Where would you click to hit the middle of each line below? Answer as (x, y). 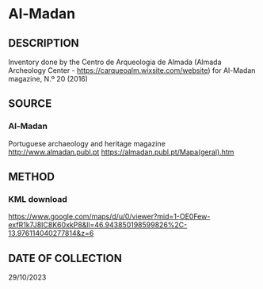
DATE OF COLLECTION (65, 258)
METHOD (32, 177)
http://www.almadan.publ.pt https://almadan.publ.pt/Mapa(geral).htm (121, 152)
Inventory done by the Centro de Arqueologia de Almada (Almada (115, 62)
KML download (38, 199)
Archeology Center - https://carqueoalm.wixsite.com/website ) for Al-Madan (132, 70)
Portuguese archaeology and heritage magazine (87, 143)
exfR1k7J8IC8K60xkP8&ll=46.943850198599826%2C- (98, 225)
